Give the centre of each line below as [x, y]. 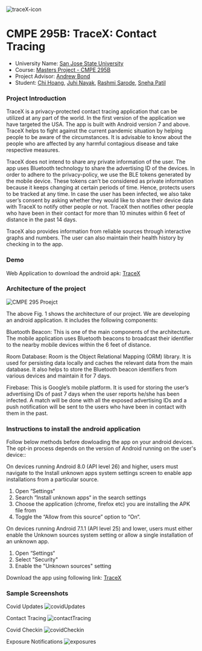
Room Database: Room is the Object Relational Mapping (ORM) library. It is [99, 356]
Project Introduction [36, 98]
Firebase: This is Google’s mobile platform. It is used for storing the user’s [97, 387]
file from [25, 511]
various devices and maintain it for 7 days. [59, 376]
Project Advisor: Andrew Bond [52, 76]
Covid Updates [25, 607]
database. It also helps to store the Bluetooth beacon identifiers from [92, 369]
